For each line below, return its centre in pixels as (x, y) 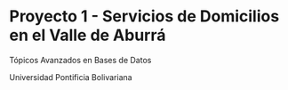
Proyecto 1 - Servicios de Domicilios (144, 16)
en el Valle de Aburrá (88, 35)
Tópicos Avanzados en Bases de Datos (80, 60)
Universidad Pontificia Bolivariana (71, 77)
